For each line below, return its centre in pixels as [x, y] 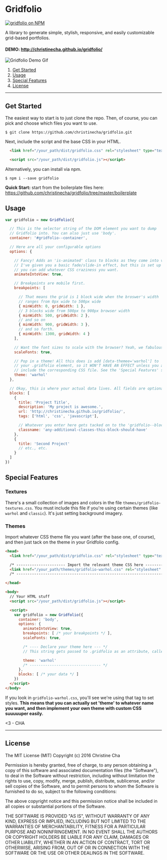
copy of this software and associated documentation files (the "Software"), [82, 770]
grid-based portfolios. [28, 38]
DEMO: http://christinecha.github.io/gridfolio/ [54, 49]
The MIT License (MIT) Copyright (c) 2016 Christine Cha [63, 755]
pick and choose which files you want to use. [51, 123]
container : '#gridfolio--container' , [49, 238]
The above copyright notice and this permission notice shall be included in [81, 801]
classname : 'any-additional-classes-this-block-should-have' [83, 430]
